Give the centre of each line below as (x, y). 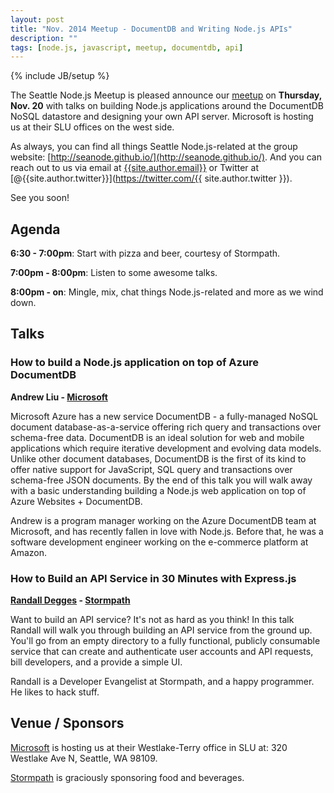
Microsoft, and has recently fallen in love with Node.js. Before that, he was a (167, 531)
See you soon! (40, 198)
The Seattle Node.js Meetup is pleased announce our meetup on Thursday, (166, 95)
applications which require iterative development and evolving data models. (166, 448)
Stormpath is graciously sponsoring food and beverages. (127, 777)
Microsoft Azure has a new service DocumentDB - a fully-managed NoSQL (164, 416)
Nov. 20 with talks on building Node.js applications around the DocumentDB (167, 106)
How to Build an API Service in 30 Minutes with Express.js (153, 578)
